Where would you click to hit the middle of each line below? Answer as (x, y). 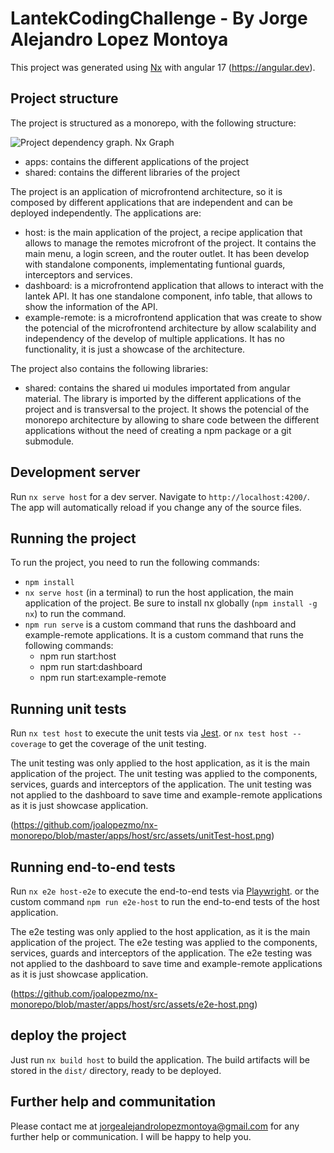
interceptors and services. (78, 274)
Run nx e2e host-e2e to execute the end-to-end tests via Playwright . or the (165, 891)
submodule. (49, 441)
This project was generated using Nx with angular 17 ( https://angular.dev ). (163, 67)
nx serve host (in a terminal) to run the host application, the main (159, 593)
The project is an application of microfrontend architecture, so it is (146, 191)
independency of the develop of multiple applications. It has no (154, 338)
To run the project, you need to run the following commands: (135, 563)
